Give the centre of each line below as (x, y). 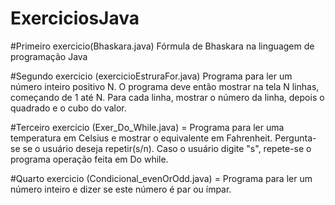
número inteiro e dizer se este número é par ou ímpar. (121, 189)
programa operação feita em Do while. (89, 159)
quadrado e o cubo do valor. (68, 108)
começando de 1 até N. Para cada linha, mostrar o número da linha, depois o (167, 97)
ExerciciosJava (75, 18)
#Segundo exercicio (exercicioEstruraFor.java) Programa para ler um (151, 76)
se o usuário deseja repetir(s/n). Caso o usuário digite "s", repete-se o (167, 148)
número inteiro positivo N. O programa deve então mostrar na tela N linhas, (165, 86)
